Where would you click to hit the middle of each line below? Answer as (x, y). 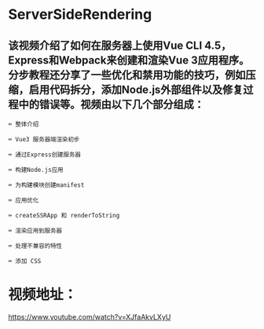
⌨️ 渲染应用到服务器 (35, 231)
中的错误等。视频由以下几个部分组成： (111, 104)
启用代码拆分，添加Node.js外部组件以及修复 (136, 89)
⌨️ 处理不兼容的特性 (35, 246)
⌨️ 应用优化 (24, 200)
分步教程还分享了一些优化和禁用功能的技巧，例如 (127, 75)
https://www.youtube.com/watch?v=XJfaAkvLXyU (90, 316)
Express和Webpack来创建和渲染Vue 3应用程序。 (129, 60)
